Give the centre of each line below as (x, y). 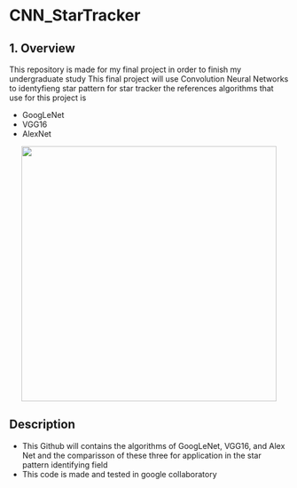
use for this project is (48, 98)
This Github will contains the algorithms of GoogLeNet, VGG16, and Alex (153, 445)
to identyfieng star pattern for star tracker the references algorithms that (141, 88)
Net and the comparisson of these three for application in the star (141, 455)
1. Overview (42, 48)
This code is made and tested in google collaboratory (119, 474)
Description (42, 425)
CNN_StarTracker (75, 16)
